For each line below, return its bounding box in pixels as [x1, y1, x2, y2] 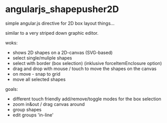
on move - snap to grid [12, 71, 61, 77]
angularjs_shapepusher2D [5, 4, 119, 15]
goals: [5, 86, 18, 92]
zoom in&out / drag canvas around [12, 101, 85, 107]
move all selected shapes [12, 76, 66, 82]
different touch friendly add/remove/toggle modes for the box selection [12, 96, 161, 102]
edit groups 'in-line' [12, 112, 54, 118]
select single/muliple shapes [12, 54, 72, 61]
